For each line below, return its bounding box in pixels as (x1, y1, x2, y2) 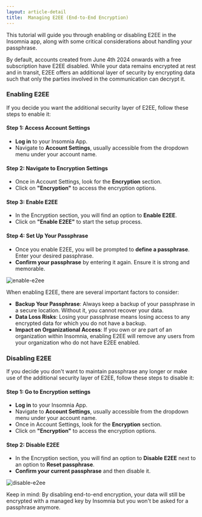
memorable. (15, 265, 45, 272)
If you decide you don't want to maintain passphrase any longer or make (6, 367, 187, 375)
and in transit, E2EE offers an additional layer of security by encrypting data (6, 68, 195, 76)
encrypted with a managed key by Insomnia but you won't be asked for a (6, 498, 189, 505)
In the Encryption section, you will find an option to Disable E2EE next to (15, 455, 196, 462)
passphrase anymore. (6, 504, 61, 511)
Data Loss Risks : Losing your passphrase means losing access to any (15, 313, 190, 320)
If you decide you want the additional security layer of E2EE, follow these (6, 104, 189, 111)
